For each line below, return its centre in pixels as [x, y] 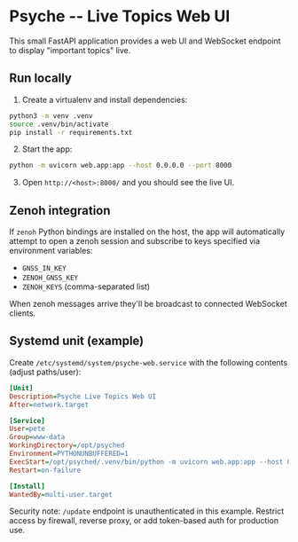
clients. [23, 313]
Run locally [41, 79]
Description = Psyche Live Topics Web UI [83, 397]
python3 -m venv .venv [51, 116]
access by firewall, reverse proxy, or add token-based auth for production [144, 521]
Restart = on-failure [45, 470]
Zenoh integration [60, 210]
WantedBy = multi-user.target [61, 494]
